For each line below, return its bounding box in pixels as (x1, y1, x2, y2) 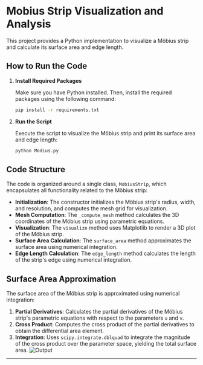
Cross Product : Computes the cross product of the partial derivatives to (14, 321, 195, 328)
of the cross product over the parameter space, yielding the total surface (14, 340, 197, 347)
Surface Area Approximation (6, 274, 117, 284)
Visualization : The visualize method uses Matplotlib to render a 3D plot (14, 224, 196, 231)
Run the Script (14, 118, 53, 125)
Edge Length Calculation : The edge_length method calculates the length (14, 250, 196, 257)
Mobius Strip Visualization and (6, 4, 164, 18)
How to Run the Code (6, 61, 88, 71)
